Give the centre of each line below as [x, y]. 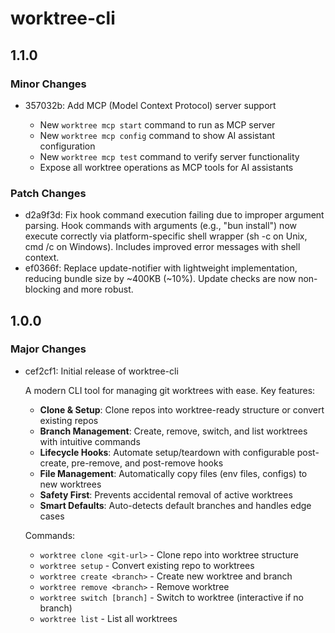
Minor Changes [48, 84]
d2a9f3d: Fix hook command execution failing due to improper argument [174, 215]
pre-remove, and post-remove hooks [147, 463]
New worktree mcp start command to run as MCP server [157, 124]
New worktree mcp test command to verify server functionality [169, 156]
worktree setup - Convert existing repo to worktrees [147, 565]
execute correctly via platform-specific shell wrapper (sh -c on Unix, [166, 236]
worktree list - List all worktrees [108, 618]
